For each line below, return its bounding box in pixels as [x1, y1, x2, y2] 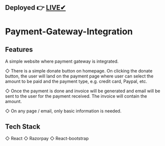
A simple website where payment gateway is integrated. [5, 58, 119, 65]
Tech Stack [5, 122, 40, 131]
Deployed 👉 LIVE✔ [5, 3, 66, 12]
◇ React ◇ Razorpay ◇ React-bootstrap [5, 136, 89, 142]
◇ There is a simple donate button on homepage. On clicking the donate [5, 68, 153, 74]
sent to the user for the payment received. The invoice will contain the [5, 93, 147, 99]
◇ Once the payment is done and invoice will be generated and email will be [5, 88, 161, 94]
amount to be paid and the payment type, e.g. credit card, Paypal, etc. [5, 78, 148, 84]
